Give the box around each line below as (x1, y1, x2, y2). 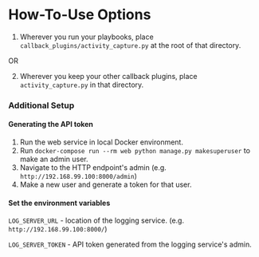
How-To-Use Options (8, 6, 151, 24)
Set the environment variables (8, 198, 111, 208)
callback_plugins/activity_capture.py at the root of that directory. (19, 40, 241, 49)
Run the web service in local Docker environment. (19, 137, 183, 147)
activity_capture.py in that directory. (19, 80, 144, 89)
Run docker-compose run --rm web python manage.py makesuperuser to (19, 146, 251, 156)
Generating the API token (8, 120, 94, 129)
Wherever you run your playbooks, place (19, 32, 154, 42)
